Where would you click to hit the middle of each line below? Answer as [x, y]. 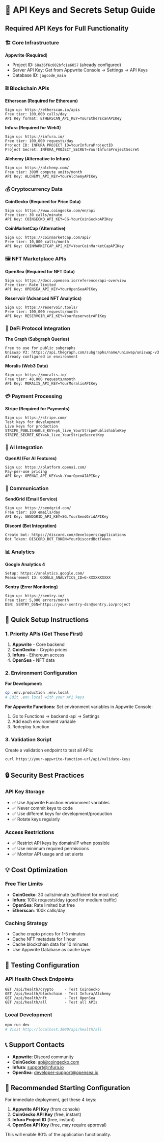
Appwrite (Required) [27, 55]
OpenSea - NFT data [33, 660]
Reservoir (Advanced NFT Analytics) [43, 298]
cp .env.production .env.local [37, 693]
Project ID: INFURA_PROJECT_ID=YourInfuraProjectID [59, 145]
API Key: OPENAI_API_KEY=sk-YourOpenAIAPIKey [52, 476]
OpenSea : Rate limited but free [43, 905]
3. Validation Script [28, 739]
